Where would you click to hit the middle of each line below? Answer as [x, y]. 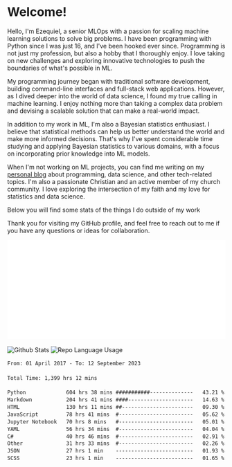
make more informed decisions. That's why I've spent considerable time [110, 138]
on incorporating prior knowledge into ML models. [79, 154]
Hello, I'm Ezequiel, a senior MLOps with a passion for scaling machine [108, 31]
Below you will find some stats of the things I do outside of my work [104, 210]
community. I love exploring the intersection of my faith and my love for [109, 189]
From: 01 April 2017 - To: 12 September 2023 [74, 363]
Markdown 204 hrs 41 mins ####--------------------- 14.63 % [116, 400]
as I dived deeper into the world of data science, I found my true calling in [112, 96]
